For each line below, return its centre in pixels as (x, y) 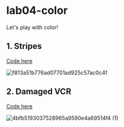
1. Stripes (24, 46)
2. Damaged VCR (39, 92)
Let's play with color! (32, 27)
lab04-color (37, 11)
